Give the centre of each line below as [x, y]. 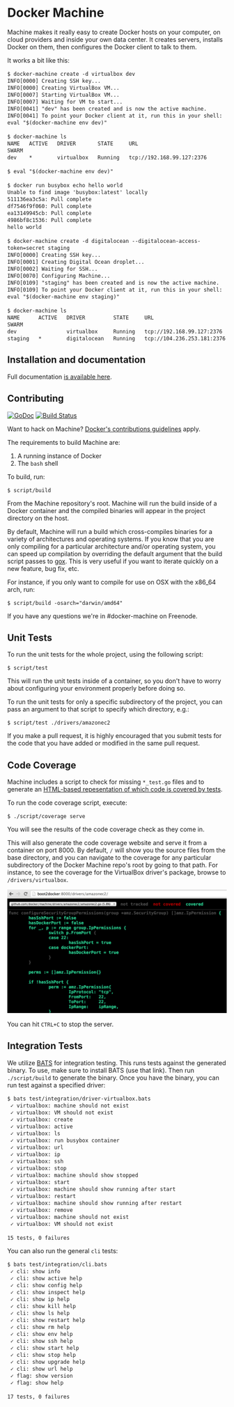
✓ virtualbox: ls [35, 1133]
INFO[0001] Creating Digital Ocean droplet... [76, 262]
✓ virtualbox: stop [39, 1168]
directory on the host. [38, 518]
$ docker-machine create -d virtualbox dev [71, 74]
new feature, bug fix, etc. [43, 568]
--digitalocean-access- [166, 241]
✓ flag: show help [37, 1383]
